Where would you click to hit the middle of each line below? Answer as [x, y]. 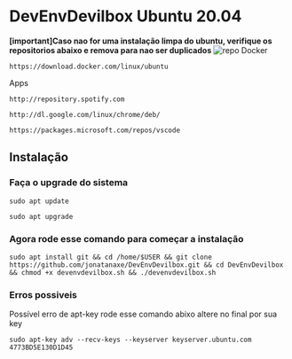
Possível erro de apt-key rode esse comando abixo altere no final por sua [143, 314]
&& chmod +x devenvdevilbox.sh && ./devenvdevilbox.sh [113, 272]
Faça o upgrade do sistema [69, 183]
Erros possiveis [43, 294]
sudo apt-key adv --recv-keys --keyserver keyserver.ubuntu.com [130, 340]
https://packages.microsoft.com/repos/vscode [95, 130]
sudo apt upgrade [41, 216]
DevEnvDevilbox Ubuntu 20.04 [126, 16]
